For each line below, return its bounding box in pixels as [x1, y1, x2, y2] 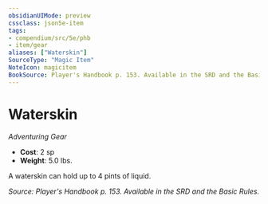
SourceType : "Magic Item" [8, 57, 94, 65]
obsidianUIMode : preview [8, 11, 91, 20]
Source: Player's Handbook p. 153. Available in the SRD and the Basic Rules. [8, 186, 260, 196]
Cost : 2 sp [19, 147, 55, 156]
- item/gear [8, 41, 48, 49]
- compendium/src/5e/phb [8, 33, 91, 42]
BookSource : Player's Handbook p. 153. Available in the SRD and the [8, 71, 245, 79]
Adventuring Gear [8, 131, 68, 141]
